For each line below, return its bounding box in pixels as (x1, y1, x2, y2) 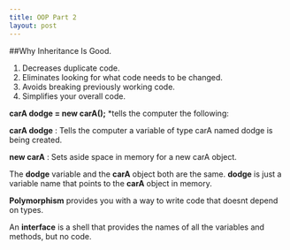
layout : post (9, 21, 57, 30)
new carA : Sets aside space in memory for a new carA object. (9, 151, 237, 162)
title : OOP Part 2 (9, 12, 77, 22)
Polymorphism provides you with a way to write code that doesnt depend (9, 195, 279, 206)
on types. (9, 204, 44, 215)
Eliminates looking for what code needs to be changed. (21, 72, 224, 82)
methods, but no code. (9, 231, 92, 241)
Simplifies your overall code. (21, 90, 126, 102)
